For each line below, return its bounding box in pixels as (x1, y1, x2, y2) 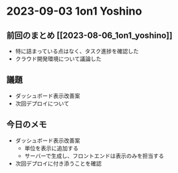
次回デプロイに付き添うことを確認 (15, 160, 102, 167)
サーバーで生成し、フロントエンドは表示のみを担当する (24, 152, 164, 160)
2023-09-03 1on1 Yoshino (6, 4, 142, 18)
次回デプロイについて (15, 100, 69, 107)
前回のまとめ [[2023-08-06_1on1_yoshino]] (6, 30, 173, 40)
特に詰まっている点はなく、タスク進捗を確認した (15, 48, 139, 54)
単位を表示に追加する (24, 144, 79, 152)
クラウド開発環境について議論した (15, 55, 102, 62)
